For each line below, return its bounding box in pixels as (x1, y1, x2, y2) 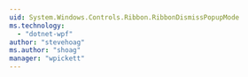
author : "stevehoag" (9, 37, 86, 47)
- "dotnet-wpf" (17, 29, 74, 38)
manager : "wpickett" (9, 54, 86, 63)
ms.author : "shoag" (9, 46, 81, 55)
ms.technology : (9, 21, 66, 30)
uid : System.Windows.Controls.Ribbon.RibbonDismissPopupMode (9, 12, 240, 22)
